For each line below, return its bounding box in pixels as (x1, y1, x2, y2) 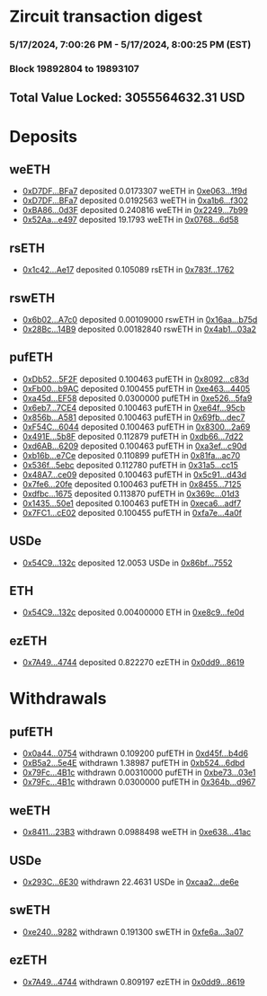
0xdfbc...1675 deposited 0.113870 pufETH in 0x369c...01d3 (22, 488, 240, 499)
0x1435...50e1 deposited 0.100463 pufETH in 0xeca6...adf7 (22, 497, 242, 509)
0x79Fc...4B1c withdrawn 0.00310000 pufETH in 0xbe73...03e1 (22, 767, 256, 778)
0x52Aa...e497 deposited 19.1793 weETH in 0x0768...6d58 (22, 214, 239, 226)
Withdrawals (9, 689, 107, 709)
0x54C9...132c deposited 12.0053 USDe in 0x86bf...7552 (22, 557, 233, 568)
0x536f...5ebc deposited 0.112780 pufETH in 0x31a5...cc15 (22, 459, 238, 470)
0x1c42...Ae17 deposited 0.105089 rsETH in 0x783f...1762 (22, 264, 235, 275)
